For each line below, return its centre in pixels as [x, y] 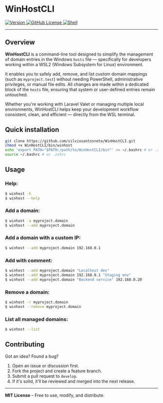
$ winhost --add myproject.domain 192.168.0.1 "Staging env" [68, 275]
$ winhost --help [23, 198]
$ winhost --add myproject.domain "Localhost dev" [57, 271]
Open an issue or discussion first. [45, 365]
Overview [20, 42]
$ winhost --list [23, 329]
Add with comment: [29, 260]
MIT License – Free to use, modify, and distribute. [55, 395]
